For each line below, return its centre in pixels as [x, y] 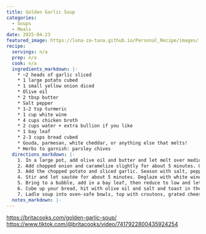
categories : [21, 18]
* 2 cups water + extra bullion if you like [75, 126]
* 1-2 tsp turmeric [42, 109]
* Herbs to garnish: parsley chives [64, 149]
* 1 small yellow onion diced [56, 86]
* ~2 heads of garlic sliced [55, 75]
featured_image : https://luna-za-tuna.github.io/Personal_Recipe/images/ [103, 40]
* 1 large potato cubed [48, 80]
